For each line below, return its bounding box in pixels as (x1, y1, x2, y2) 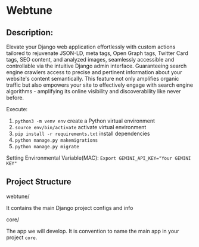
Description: (6, 28, 54, 38)
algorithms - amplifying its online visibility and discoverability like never (6, 88, 181, 94)
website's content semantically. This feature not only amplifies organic (6, 75, 179, 82)
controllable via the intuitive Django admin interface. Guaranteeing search (6, 62, 187, 69)
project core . (6, 234, 38, 241)
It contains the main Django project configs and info (6, 204, 133, 211)
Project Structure (6, 177, 71, 187)
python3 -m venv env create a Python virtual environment (14, 117, 156, 124)
